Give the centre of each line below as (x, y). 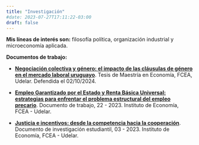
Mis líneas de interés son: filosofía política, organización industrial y (90, 40)
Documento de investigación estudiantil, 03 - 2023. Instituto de (92, 129)
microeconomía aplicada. (37, 46)
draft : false (22, 22)
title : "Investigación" (36, 12)
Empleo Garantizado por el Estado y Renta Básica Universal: (90, 93)
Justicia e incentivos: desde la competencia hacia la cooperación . (98, 123)
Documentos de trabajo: (37, 57)
